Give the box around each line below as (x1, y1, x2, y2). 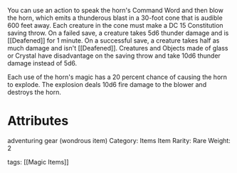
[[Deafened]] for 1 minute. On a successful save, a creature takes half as (7, 36, 220, 45)
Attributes (7, 113, 69, 129)
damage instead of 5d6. (7, 59, 78, 67)
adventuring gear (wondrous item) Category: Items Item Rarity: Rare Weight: (7, 136, 231, 145)
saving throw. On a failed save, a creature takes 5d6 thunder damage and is (7, 28, 229, 37)
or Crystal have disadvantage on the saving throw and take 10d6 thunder (7, 51, 221, 60)
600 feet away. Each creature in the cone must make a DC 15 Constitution (7, 21, 223, 29)
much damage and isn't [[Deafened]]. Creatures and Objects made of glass (7, 44, 228, 52)
